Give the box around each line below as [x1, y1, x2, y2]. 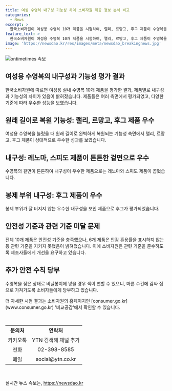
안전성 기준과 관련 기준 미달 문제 [5, 222, 100, 231]
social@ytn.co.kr [35, 355, 76, 362]
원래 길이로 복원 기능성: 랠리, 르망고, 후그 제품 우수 [5, 116, 155, 125]
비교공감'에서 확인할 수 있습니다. [56, 304, 121, 310]
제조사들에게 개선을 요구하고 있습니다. [10, 249, 86, 256]
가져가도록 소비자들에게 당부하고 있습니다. [14, 287, 99, 293]
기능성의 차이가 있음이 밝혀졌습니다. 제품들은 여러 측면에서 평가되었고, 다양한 [10, 93, 164, 99]
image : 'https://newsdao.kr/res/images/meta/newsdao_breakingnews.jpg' [5, 41, 161, 46]
